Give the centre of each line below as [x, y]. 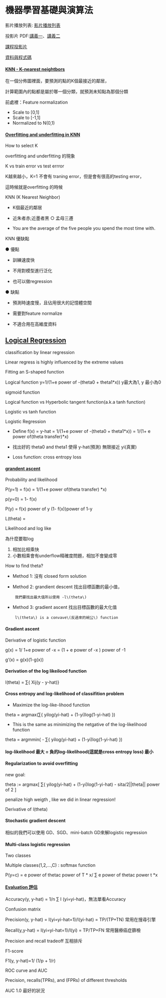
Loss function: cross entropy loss [47, 457]
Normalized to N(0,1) [34, 123]
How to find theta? [24, 566]
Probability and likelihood [31, 480]
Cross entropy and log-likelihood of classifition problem [65, 694]
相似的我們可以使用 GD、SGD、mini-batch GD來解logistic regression [76, 832]
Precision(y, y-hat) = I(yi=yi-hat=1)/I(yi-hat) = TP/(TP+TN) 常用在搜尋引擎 [81, 920]
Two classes [18, 856]
